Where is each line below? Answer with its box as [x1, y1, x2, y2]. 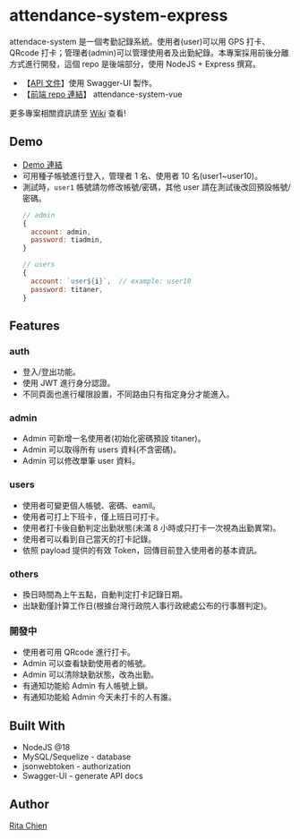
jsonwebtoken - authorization [21, 761, 132, 772]
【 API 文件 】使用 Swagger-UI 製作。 [21, 77, 157, 88]
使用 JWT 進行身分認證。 [21, 378, 116, 389]
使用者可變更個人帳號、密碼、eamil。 [21, 500, 161, 510]
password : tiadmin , [30, 235, 104, 244]
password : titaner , [30, 285, 104, 294]
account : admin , [30, 227, 91, 236]
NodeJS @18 [21, 742, 71, 753]
